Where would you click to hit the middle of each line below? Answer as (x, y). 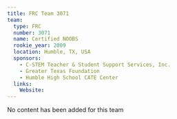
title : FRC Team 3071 (38, 13)
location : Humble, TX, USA (52, 52)
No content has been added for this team (65, 110)
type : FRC (27, 26)
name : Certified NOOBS (46, 39)
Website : (32, 90)
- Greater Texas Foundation (60, 71)
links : (23, 84)
